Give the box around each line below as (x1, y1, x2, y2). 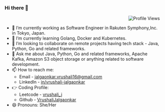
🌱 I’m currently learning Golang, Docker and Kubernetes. (11, 35, 127, 41)
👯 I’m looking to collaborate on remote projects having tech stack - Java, (11, 41, 160, 46)
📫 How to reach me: (11, 67, 54, 73)
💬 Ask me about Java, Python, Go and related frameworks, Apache (11, 51, 148, 57)
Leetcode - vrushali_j (19, 91, 63, 97)
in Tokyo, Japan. (11, 30, 46, 36)
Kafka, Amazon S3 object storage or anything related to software (11, 56, 144, 62)
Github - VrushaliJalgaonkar (19, 97, 77, 103)
